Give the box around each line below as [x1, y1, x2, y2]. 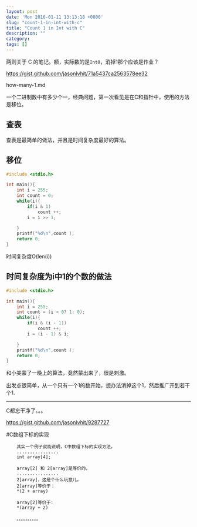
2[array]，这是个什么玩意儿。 [16, 477, 81, 483]
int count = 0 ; [16, 193, 54, 199]
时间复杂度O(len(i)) [6, 253, 52, 260]
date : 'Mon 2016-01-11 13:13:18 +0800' [6, 14, 104, 20]
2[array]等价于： [16, 483, 56, 489]
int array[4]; [16, 454, 51, 460]
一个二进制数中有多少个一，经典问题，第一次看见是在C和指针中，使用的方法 [6, 93, 190, 100]
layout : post [6, 8, 38, 15]
